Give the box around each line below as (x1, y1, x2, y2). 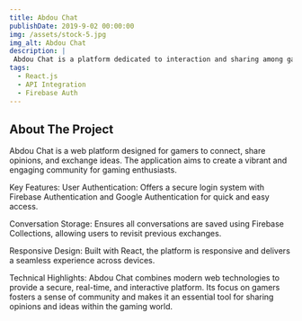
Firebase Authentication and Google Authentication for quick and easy (9, 192, 270, 202)
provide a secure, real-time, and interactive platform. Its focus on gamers (9, 282, 280, 293)
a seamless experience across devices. (9, 255, 155, 266)
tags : (9, 64, 30, 73)
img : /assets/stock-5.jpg (9, 30, 106, 39)
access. (9, 201, 39, 212)
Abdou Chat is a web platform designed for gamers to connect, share (9, 146, 266, 156)
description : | (9, 47, 67, 56)
